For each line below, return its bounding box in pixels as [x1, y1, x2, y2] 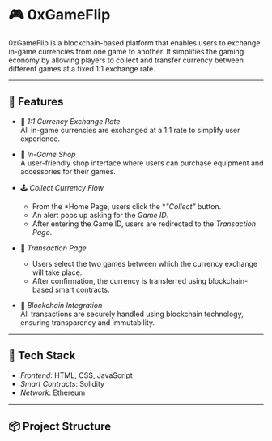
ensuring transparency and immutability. [19, 317, 155, 328]
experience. [19, 134, 61, 143]
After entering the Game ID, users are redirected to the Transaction [32, 219, 257, 229]
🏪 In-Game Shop [19, 149, 76, 159]
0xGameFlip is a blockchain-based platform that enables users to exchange [8, 37, 261, 48]
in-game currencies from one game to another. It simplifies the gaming [8, 46, 244, 56]
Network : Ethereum [19, 387, 86, 397]
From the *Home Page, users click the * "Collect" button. [32, 201, 222, 211]
